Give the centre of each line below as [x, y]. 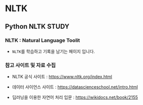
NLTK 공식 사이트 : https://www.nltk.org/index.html [62, 77]
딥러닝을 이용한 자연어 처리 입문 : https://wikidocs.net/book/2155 [75, 97]
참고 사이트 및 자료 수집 [30, 65]
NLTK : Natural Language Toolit [43, 40]
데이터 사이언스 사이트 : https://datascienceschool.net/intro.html [75, 87]
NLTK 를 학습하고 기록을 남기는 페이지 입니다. [54, 51]
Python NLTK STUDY [37, 26]
